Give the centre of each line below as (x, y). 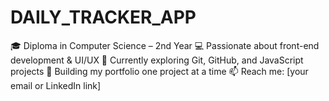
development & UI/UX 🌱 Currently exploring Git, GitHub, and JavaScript (157, 60)
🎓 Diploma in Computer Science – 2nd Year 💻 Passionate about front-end (165, 45)
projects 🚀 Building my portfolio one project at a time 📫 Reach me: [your (159, 71)
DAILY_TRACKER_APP (103, 17)
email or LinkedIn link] (56, 85)
